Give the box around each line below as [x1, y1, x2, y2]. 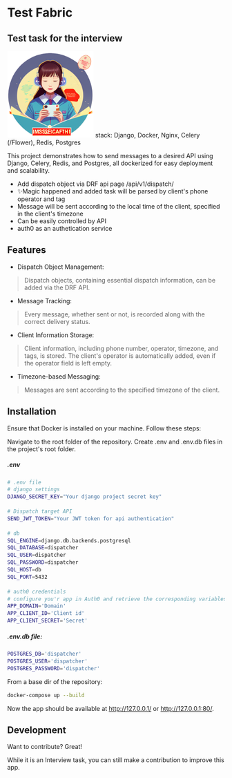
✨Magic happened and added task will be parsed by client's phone [17, 187, 209, 195]
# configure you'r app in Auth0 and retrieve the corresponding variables [7, 596, 227, 603]
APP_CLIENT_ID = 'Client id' [7, 610, 85, 617]
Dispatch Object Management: [17, 263, 104, 271]
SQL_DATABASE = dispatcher [7, 544, 79, 551]
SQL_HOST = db [7, 567, 41, 573]
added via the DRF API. [23, 283, 90, 292]
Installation [7, 406, 57, 417]
